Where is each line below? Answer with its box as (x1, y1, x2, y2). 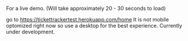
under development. (6, 28, 55, 35)
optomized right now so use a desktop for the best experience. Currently (6, 23, 183, 29)
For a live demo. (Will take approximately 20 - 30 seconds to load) (6, 5, 166, 12)
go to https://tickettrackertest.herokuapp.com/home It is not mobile (6, 16, 169, 23)
